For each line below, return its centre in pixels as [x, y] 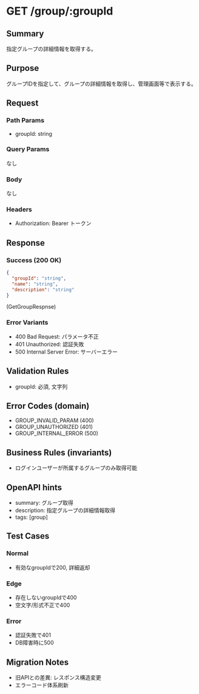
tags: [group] [32, 517]
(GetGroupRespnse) [31, 307]
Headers [19, 209]
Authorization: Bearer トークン [53, 223]
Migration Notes [37, 662]
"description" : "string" [43, 289]
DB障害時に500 [35, 643]
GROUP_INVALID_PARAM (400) [54, 420]
